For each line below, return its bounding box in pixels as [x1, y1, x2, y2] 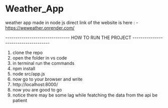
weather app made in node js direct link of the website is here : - [5, 19, 138, 25]
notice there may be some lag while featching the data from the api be [12, 92, 158, 98]
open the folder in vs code [12, 54, 67, 60]
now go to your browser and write [12, 76, 83, 82]
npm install [12, 65, 36, 71]
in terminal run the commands [12, 60, 75, 66]
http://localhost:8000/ [12, 81, 58, 87]
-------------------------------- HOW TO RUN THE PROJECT [5, 34, 132, 40]
